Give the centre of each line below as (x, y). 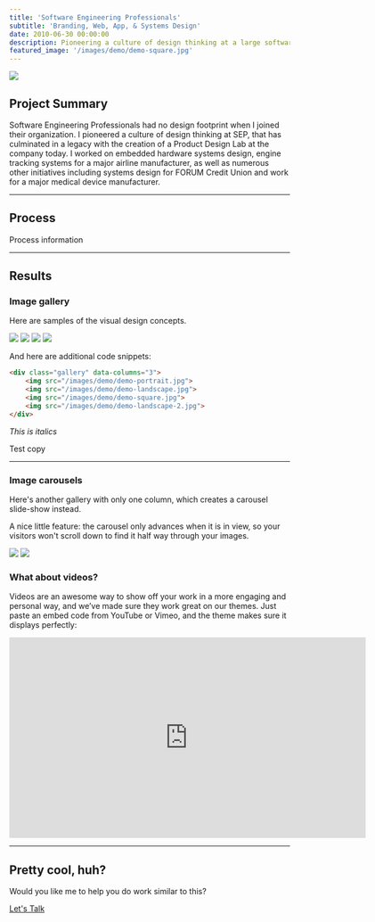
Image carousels (46, 480)
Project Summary (59, 103)
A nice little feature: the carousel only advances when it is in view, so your (145, 526)
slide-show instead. (45, 508)
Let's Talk (27, 909)
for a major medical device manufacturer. (85, 181)
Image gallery (40, 301)
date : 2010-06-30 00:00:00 (59, 34)
